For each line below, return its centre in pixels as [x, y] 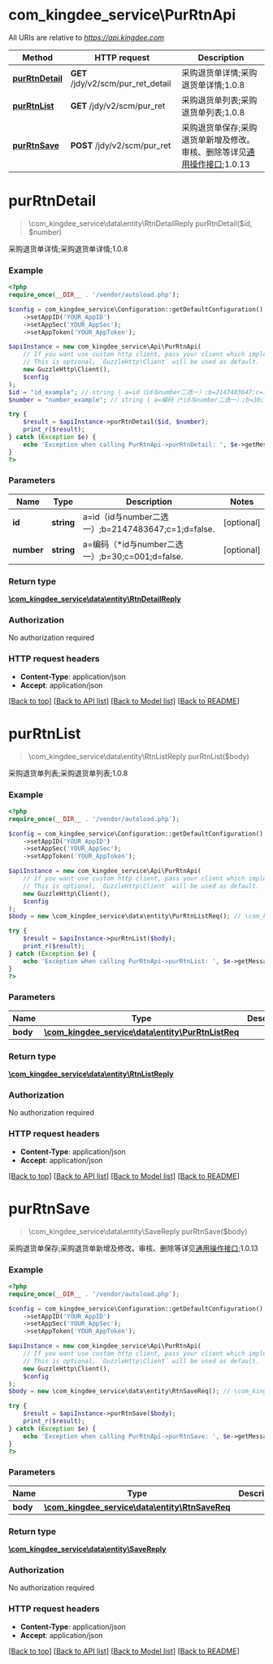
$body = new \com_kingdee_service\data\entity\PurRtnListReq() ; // [125, 916]
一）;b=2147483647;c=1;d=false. [149, 528]
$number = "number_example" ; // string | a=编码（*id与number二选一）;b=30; [136, 400]
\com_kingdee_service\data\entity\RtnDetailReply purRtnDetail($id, [140, 223]
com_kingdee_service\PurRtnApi [122, 15]
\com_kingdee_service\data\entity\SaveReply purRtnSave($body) [138, 1231]
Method [37, 57]
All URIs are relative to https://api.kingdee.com [87, 37]
